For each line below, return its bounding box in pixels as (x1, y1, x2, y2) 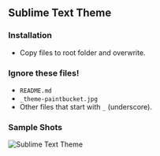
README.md (19, 87, 53, 95)
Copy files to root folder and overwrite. (19, 47, 146, 58)
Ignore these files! (8, 67, 80, 78)
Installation (8, 30, 53, 41)
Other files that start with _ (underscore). (19, 102, 152, 111)
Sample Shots (8, 121, 63, 132)
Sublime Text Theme (8, 6, 112, 20)
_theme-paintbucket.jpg (19, 95, 99, 103)
